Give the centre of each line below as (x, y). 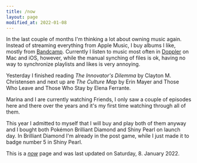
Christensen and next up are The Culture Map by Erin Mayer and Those (93, 82)
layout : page (22, 17)
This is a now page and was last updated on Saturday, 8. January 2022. (93, 154)
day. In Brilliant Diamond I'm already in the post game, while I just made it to (98, 136)
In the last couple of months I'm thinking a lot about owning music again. (94, 39)
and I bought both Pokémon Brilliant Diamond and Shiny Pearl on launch (93, 129)
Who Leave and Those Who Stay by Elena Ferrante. (69, 88)
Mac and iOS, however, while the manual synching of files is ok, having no (96, 58)
